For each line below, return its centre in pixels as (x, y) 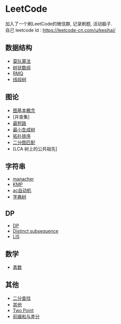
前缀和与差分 (26, 316)
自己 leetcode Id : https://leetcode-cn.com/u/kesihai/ (60, 30)
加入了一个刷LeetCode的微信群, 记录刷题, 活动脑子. (59, 24)
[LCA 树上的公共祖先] (35, 148)
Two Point (23, 310)
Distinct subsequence (35, 231)
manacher (23, 179)
